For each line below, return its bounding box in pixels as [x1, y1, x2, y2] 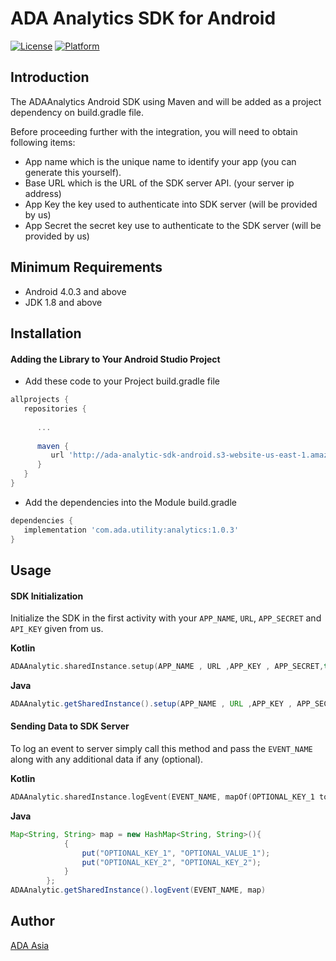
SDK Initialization [10, 590, 84, 602]
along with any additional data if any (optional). [10, 753, 204, 766]
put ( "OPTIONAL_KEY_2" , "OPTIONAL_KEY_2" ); [81, 857, 262, 867]
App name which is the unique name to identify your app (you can [24, 155, 297, 167]
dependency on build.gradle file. [10, 106, 145, 118]
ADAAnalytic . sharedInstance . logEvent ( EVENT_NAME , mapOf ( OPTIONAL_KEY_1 [10, 792, 315, 802]
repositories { [23, 404, 87, 414]
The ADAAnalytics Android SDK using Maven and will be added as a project [10, 95, 322, 107]
